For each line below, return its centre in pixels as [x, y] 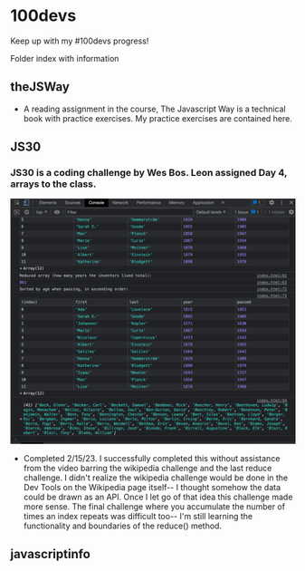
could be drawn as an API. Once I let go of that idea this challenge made [158, 497]
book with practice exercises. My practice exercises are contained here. [157, 118]
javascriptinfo [51, 554]
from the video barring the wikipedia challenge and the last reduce [148, 468]
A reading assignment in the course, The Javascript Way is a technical [154, 109]
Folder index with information [65, 58]
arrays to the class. [53, 184]
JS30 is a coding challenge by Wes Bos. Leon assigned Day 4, [149, 173]
